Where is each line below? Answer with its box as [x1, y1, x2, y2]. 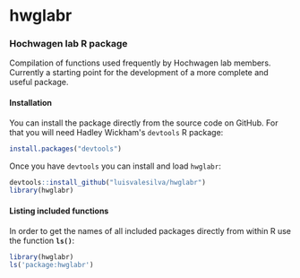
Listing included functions [9, 205, 109, 216]
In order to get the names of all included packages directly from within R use [9, 225, 291, 236]
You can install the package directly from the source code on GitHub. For [9, 117, 279, 128]
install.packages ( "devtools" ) [9, 144, 123, 153]
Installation [9, 98, 52, 109]
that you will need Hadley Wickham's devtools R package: [9, 126, 224, 137]
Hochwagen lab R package [9, 38, 128, 50]
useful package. [9, 77, 69, 88]
